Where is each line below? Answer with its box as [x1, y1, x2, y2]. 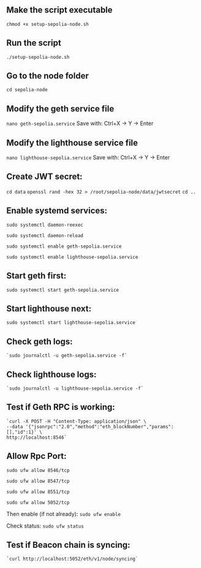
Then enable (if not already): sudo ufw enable [6, 510, 121, 517]
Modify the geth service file [6, 104, 115, 114]
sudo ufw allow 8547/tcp [6, 478, 70, 484]
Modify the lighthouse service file [6, 137, 138, 148]
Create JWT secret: [6, 172, 83, 182]
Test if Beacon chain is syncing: [6, 539, 131, 550]
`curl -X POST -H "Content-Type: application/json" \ [6, 418, 147, 425]
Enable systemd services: [6, 205, 108, 216]
